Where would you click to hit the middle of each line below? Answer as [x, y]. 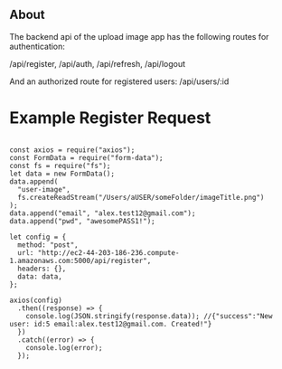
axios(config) [36, 300]
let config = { [38, 237]
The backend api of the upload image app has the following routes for [139, 36]
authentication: [38, 46]
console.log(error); [64, 347]
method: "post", [48, 245]
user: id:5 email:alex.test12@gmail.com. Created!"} [111, 324]
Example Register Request [110, 118]
